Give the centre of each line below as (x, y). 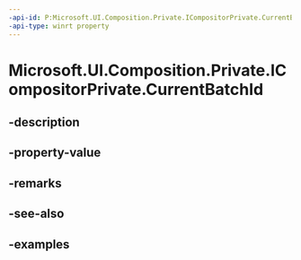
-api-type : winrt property (59, 26)
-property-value (55, 153)
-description (44, 122)
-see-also (36, 214)
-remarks (35, 183)
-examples (39, 244)
